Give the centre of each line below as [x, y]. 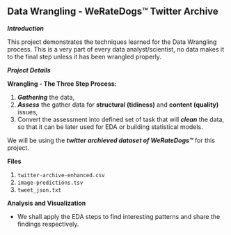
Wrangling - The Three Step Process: [62, 84]
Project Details [29, 70]
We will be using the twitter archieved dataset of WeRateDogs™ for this [111, 140]
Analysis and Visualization [47, 203]
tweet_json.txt [39, 190]
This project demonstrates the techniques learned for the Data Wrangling [112, 42]
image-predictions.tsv [50, 183]
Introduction [25, 28]
